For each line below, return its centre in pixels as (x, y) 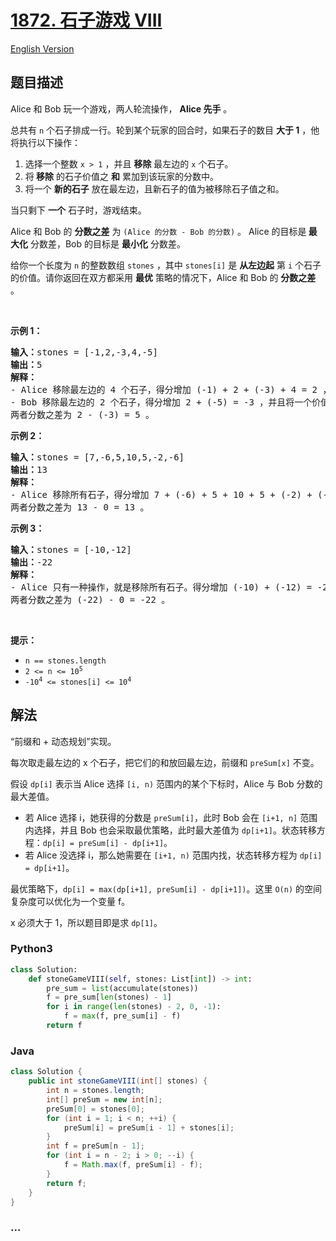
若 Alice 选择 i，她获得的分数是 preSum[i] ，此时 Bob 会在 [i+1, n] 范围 (171, 817)
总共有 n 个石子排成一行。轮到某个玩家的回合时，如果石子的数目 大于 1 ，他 (165, 130)
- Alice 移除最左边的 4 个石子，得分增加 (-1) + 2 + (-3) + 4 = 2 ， (171, 389)
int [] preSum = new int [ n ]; (104, 1099)
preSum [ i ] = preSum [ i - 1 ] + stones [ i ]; (149, 1127)
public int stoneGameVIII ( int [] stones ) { (118, 1081)
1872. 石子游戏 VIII (86, 20)
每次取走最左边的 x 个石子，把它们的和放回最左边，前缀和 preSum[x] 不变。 (165, 762)
